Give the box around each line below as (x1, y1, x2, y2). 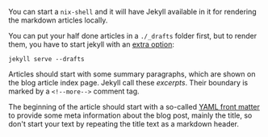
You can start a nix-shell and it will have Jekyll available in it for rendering (8, 7, 257, 16)
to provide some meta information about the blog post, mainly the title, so (8, 110, 253, 120)
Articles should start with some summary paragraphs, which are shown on (8, 69, 256, 79)
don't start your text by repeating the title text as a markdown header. (8, 119, 240, 128)
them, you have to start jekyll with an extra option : (8, 39, 175, 49)
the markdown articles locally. (8, 15, 108, 25)
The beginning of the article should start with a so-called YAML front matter (8, 102, 261, 111)
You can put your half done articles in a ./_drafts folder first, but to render (8, 31, 257, 40)
